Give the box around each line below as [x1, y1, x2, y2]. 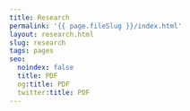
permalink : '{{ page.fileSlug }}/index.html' [9, 21, 182, 30]
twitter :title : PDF [17, 88, 91, 97]
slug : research [9, 38, 66, 47]
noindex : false [17, 64, 74, 73]
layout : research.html [9, 30, 94, 38]
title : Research [9, 13, 70, 22]
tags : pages [9, 47, 54, 55]
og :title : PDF [17, 80, 70, 89]
